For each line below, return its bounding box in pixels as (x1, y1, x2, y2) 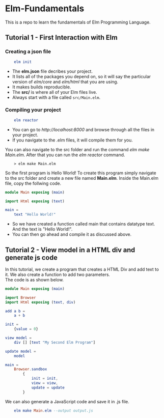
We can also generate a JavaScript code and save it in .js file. (5, 398, 130, 404)
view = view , (31, 381, 58, 386)
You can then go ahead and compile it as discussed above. (12, 231, 132, 237)
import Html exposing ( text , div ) (5, 300, 76, 305)
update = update (31, 385, 65, 390)
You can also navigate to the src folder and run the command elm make (5, 146, 150, 152)
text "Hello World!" (14, 212, 56, 217)
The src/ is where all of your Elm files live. (12, 89, 97, 95)
